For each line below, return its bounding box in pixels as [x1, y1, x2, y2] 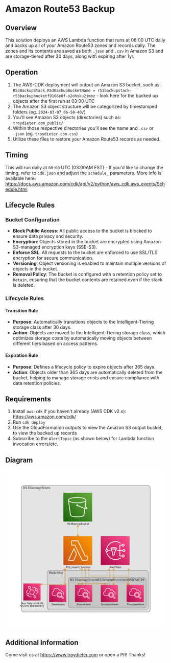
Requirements [5, 395, 51, 404]
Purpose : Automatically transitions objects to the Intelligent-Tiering [12, 319, 154, 325]
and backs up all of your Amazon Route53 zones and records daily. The [5, 42, 156, 49]
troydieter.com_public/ [12, 121, 64, 126]
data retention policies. [12, 380, 61, 386]
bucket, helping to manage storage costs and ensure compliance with [12, 374, 160, 381]
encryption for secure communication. [12, 255, 93, 261]
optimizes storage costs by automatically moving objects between [12, 335, 152, 341]
